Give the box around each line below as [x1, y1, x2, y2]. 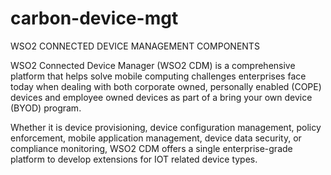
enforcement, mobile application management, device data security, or [10, 132, 302, 144]
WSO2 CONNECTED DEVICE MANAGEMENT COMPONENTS [10, 40, 260, 52]
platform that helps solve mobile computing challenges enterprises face [10, 70, 307, 82]
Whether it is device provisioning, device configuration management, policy [10, 121, 322, 133]
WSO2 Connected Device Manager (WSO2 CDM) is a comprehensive [10, 59, 296, 71]
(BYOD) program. [10, 102, 82, 114]
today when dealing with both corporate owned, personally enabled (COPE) [10, 80, 322, 92]
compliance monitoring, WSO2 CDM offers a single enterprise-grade [10, 142, 293, 154]
